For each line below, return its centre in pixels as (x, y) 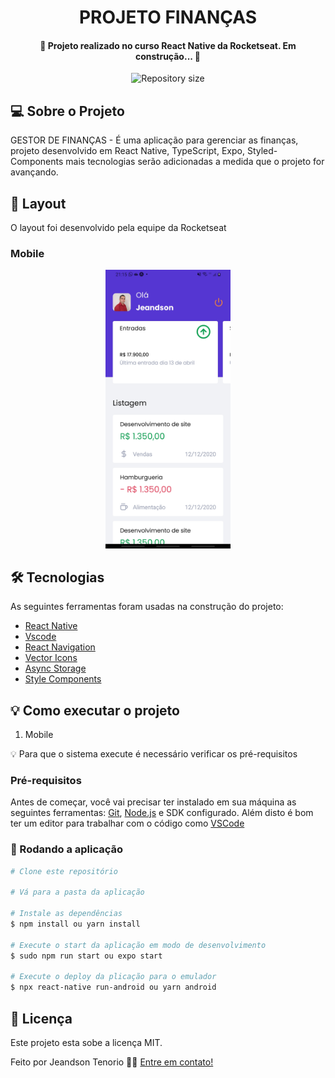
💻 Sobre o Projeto (67, 111)
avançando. (34, 172)
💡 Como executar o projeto (95, 710)
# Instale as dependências (66, 914)
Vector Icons (51, 658)
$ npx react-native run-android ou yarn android (113, 987)
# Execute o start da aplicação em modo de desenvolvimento (138, 945)
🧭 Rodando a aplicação (67, 849)
